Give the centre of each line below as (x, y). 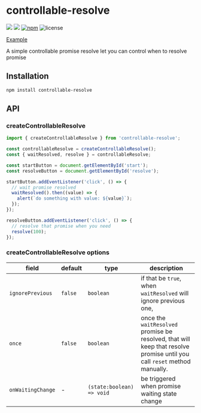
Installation (28, 76)
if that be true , (161, 278)
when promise (161, 386)
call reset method (166, 361)
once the (153, 318)
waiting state (159, 393)
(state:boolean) (111, 387)
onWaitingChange (32, 390)
